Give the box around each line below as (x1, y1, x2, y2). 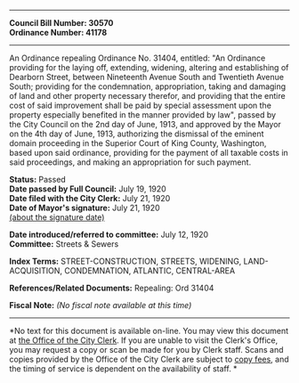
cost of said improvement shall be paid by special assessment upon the (9, 100, 271, 110)
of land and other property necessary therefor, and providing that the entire (9, 91, 287, 101)
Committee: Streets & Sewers (9, 239, 119, 249)
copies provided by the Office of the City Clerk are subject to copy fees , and (9, 354, 289, 364)
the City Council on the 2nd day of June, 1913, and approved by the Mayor (9, 119, 282, 129)
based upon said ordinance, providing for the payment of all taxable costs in (9, 148, 289, 158)
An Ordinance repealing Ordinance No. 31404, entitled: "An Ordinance (9, 53, 266, 63)
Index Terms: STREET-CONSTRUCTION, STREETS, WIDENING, (9, 256, 242, 266)
